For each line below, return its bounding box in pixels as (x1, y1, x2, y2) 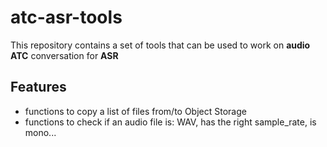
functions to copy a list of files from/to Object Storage (24, 105, 247, 117)
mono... (24, 126, 57, 138)
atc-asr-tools (10, 6, 123, 29)
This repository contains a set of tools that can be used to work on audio (10, 39, 311, 51)
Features (10, 79, 67, 96)
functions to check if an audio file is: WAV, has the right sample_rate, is (24, 116, 317, 128)
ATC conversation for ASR (10, 49, 119, 61)
